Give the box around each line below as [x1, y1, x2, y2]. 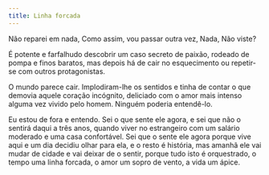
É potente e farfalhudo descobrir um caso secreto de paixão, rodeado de [8, 49, 250, 59]
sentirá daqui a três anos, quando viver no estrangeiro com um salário [8, 123, 240, 132]
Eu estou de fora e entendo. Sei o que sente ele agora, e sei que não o [8, 114, 241, 124]
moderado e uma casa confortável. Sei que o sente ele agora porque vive [8, 132, 251, 141]
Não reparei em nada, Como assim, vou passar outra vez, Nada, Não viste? [8, 34, 257, 43]
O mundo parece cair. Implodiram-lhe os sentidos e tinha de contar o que [8, 82, 251, 92]
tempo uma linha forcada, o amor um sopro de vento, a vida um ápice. [8, 157, 241, 167]
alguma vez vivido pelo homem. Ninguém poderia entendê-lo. [8, 99, 213, 108]
